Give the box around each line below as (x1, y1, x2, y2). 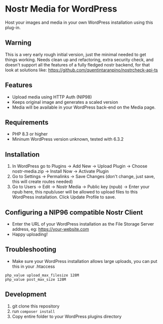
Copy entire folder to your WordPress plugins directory (12, 313, 122, 319)
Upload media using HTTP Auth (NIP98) (12, 94, 92, 100)
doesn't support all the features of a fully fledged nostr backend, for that (5, 62, 150, 67)
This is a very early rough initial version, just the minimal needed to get (5, 51, 147, 57)
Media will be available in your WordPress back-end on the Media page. (12, 104, 156, 110)
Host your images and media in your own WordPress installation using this (5, 19, 153, 25)
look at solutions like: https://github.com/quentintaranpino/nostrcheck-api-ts (5, 67, 158, 73)
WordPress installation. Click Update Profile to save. (12, 194, 116, 200)
